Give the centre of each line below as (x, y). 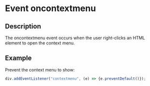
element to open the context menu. (40, 43)
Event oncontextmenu (51, 8)
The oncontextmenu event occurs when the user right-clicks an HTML (75, 38)
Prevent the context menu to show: (40, 70)
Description (23, 26)
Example (18, 58)
